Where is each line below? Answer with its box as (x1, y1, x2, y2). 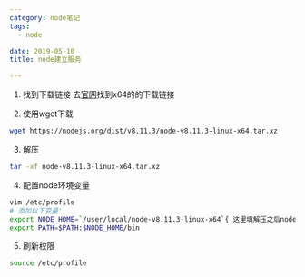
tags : (9, 22, 30, 31)
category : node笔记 (9, 13, 81, 23)
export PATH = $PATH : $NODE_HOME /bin (9, 223, 141, 232)
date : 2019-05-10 (9, 46, 75, 55)
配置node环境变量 (22, 179, 91, 191)
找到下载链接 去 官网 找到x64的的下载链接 (22, 89, 175, 100)
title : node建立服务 (9, 55, 82, 64)
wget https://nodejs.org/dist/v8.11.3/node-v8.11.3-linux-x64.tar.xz (9, 126, 279, 136)
